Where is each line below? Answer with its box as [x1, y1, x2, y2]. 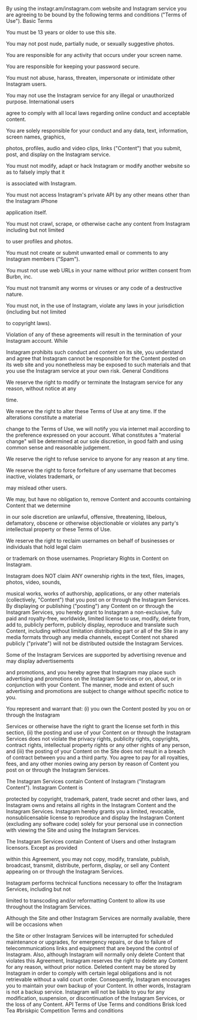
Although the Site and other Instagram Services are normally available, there [6, 915, 191, 921]
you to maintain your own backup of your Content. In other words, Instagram [6, 982, 191, 989]
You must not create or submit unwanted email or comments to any [6, 249, 168, 256]
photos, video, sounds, [6, 579, 62, 586]
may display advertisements [6, 657, 74, 664]
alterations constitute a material [6, 414, 83, 421]
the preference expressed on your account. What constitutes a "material [6, 431, 181, 438]
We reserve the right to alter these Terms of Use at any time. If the [6, 408, 166, 414]
